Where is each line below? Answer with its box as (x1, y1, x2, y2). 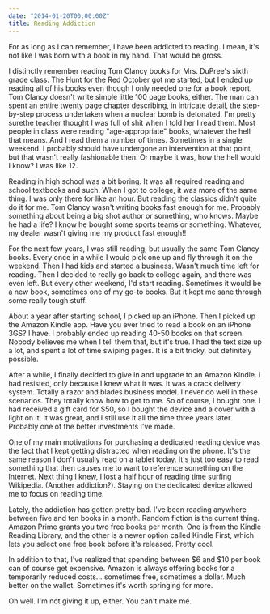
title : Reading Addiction (8, 19, 95, 28)
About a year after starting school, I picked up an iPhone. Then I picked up (8, 311, 256, 321)
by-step (8, 109, 35, 118)
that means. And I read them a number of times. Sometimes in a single (8, 134, 243, 144)
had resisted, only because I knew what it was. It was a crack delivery (8, 378, 241, 388)
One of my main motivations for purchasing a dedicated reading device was (8, 437, 261, 446)
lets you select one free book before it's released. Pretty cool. (8, 539, 214, 548)
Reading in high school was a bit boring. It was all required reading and (8, 176, 245, 186)
